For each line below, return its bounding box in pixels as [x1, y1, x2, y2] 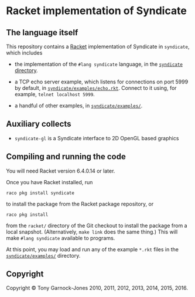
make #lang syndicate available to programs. [6, 234, 115, 241]
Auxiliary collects [6, 119, 71, 129]
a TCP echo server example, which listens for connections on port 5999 [14, 78, 189, 85]
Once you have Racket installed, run [6, 178, 93, 185]
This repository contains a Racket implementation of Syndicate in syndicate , [6, 43, 190, 50]
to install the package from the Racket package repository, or [6, 200, 154, 207]
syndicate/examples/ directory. [6, 252, 81, 259]
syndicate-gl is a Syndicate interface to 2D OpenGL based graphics [14, 134, 179, 141]
